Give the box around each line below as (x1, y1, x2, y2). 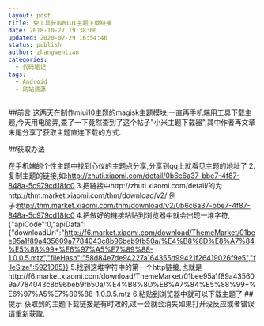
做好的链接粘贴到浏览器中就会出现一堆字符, (89, 210, 231, 220)
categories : (8, 56, 47, 64)
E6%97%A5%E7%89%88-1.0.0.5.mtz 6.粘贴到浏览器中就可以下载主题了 (8, 290, 243, 299)
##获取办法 (8, 144, 45, 154)
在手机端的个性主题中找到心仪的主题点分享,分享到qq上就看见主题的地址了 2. (8, 161, 255, 171)
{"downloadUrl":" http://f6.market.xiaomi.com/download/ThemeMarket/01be (8, 228, 255, 237)
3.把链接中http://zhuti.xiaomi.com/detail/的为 (76, 181, 223, 191)
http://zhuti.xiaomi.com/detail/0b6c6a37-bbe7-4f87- (67, 171, 240, 180)
